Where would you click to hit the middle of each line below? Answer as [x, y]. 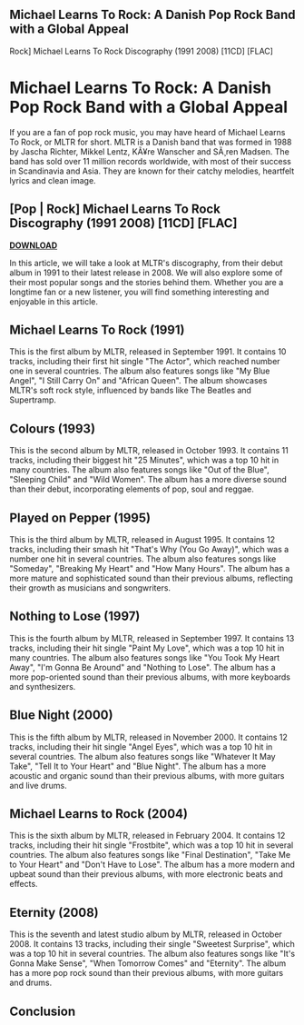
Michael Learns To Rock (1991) [97, 329]
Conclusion [43, 1011]
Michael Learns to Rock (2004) [99, 814]
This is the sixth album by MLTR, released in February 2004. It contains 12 [147, 836]
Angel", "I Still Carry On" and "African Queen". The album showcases [138, 381]
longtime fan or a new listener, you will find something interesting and [139, 292]
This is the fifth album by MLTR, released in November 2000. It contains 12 [148, 737]
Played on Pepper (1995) [80, 517]
